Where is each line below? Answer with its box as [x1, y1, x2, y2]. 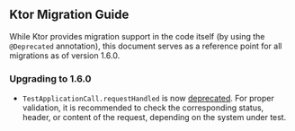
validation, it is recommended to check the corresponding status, [22, 102, 264, 113]
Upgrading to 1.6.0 [9, 72, 92, 84]
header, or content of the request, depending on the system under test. [22, 112, 287, 123]
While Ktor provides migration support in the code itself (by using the [9, 31, 265, 41]
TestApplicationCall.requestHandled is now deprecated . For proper [22, 93, 274, 104]
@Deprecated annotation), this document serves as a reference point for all [9, 40, 282, 51]
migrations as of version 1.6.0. [9, 49, 121, 61]
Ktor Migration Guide [9, 7, 130, 22]
